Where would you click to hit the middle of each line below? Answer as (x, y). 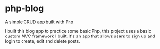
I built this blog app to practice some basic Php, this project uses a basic (78, 31)
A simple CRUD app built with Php (39, 22)
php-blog (24, 8)
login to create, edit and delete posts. (43, 41)
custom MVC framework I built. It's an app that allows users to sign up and (80, 36)
